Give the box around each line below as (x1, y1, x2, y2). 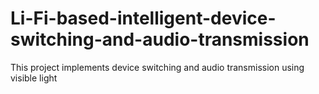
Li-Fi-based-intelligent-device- (10, 7, 277, 30)
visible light (10, 72, 58, 84)
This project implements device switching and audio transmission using (10, 61, 305, 73)
